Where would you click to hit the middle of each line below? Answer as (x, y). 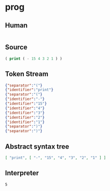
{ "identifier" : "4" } (25, 108)
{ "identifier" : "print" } (29, 90)
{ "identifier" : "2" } (25, 117)
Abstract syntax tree (37, 146)
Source (16, 48)
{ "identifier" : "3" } (25, 113)
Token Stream (27, 74)
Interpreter (22, 173)
